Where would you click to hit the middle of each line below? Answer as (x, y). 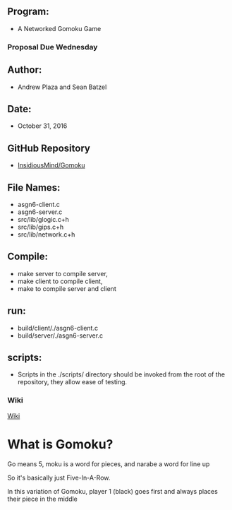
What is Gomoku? (60, 444)
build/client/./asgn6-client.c (58, 328)
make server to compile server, (62, 273)
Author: (25, 70)
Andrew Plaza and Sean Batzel (62, 87)
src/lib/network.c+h (46, 234)
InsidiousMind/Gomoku (51, 165)
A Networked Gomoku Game (59, 28)
